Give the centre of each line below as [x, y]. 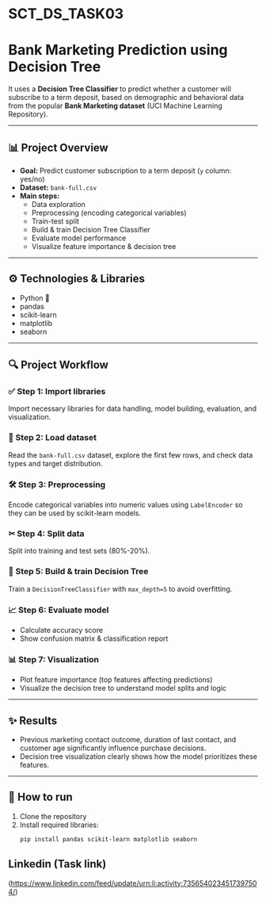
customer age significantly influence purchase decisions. [113, 748]
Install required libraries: [59, 825]
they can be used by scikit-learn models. [74, 513]
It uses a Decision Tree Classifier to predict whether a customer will [120, 89]
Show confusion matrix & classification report [94, 638]
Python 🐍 [34, 297]
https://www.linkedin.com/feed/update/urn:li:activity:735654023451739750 [134, 883]
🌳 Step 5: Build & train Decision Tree [78, 572]
